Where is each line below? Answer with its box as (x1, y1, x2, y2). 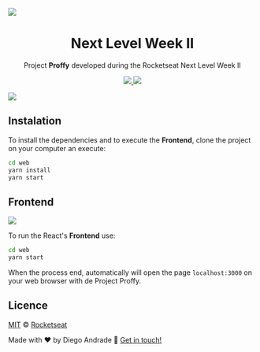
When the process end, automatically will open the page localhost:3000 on (8, 268, 252, 277)
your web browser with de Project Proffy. (8, 276, 142, 285)
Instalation (8, 114, 61, 128)
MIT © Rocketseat (8, 320, 68, 329)
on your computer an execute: (8, 143, 106, 153)
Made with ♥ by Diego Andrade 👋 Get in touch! (8, 335, 162, 344)
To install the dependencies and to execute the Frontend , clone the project (8, 135, 251, 145)
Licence (8, 299, 49, 313)
